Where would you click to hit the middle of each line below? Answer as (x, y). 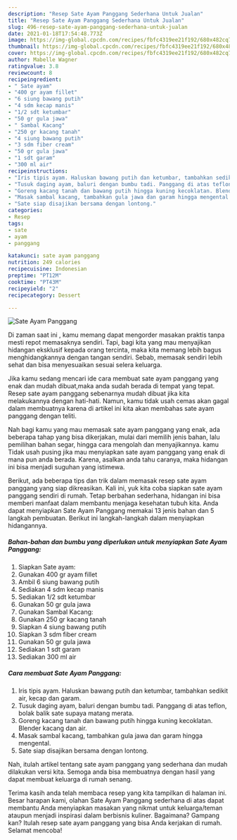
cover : (18, 54)
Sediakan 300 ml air (47, 657)
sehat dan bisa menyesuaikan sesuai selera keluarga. (85, 365)
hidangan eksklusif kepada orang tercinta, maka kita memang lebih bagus (115, 350)
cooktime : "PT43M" (35, 282)
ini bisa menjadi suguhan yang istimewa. (66, 467)
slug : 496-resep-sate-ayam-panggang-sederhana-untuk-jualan (98, 27)
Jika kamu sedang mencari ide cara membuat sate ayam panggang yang (113, 378)
